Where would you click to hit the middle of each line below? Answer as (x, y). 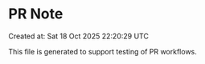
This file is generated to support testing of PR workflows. (102, 51)
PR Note (36, 14)
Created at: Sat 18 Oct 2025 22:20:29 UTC (78, 36)
